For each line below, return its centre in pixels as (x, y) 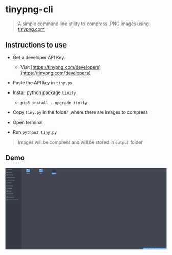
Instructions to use (36, 45)
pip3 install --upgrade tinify (54, 103)
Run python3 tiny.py (35, 132)
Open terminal (28, 122)
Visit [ (27, 67)
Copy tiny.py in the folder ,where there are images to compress (80, 112)
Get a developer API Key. (39, 57)
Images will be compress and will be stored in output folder (80, 142)
